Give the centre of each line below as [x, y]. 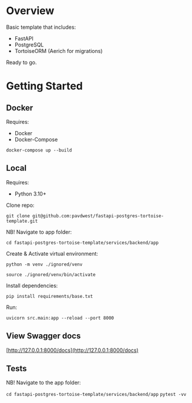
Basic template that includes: [41, 27]
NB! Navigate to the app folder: [43, 382]
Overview [30, 11]
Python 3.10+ [31, 194]
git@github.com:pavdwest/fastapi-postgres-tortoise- [98, 216]
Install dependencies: [32, 286]
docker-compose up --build [39, 150]
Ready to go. [21, 62]
